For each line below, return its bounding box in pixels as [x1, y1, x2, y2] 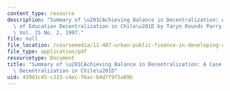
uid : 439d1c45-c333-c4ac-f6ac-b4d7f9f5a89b [7, 73, 133, 81]
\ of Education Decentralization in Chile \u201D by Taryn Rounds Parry [13, 23, 222, 29]
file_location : [7, 42, 51, 49]
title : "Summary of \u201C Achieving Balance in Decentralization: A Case [7, 61, 222, 68]
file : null [7, 36, 38, 42]
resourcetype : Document [7, 55, 75, 62]
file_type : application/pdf [7, 49, 88, 55]
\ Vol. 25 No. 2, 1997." [13, 29, 84, 36]
